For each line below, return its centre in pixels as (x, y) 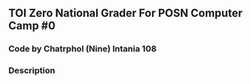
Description (32, 70)
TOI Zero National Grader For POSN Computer (125, 13)
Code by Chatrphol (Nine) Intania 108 (83, 49)
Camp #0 (32, 26)
